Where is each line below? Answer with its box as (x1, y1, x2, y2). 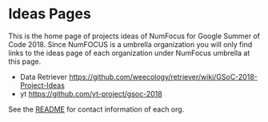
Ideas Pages (8, 5, 92, 23)
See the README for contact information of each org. (8, 104, 185, 114)
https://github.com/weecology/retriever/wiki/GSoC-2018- (69, 72, 258, 81)
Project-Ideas (19, 81, 66, 90)
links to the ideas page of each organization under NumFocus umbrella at (8, 48, 250, 57)
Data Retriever (19, 72, 68, 81)
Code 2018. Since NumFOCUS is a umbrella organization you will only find (8, 39, 253, 49)
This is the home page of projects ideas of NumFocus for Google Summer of (8, 31, 261, 41)
